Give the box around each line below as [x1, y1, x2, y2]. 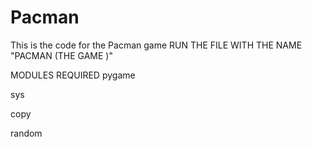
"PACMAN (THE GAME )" [10, 49, 113, 61]
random [10, 127, 43, 139]
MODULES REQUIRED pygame [10, 69, 136, 81]
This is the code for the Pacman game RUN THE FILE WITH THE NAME [10, 39, 303, 51]
